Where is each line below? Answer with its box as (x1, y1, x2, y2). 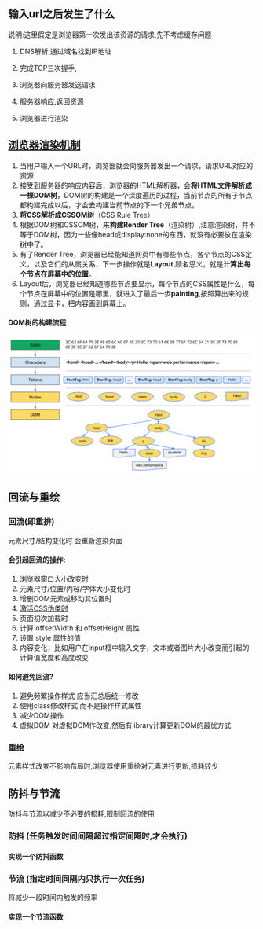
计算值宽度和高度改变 (19, 652, 89, 662)
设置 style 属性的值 (19, 633, 81, 642)
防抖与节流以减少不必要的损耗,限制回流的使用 (8, 809, 155, 819)
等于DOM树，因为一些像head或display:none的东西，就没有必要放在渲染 (19, 229, 253, 239)
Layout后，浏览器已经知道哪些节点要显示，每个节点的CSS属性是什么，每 (19, 278, 255, 288)
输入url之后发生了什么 (8, 7, 115, 21)
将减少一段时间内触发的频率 (8, 892, 98, 901)
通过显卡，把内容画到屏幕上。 (33, 298, 130, 308)
